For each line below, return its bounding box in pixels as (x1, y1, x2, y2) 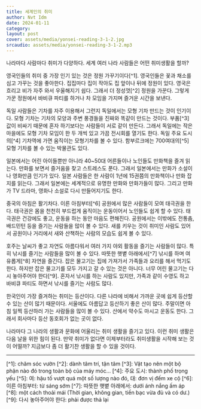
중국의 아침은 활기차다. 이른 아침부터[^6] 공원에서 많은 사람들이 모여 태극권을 (6, 200, 185, 207)
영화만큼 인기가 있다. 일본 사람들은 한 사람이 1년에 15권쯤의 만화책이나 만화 (12, 172, 186, 179)
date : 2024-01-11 (6, 20, 50, 26)
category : (6, 25, 31, 32)
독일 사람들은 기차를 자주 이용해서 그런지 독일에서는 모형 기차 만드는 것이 (6, 107, 175, 114)
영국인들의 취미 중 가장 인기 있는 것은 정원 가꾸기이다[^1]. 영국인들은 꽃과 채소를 (6, 72, 191, 79)
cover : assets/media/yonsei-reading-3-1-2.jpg (6, 36, 124, 42)
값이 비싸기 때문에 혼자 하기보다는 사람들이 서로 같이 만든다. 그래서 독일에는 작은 (6, 122, 193, 129)
